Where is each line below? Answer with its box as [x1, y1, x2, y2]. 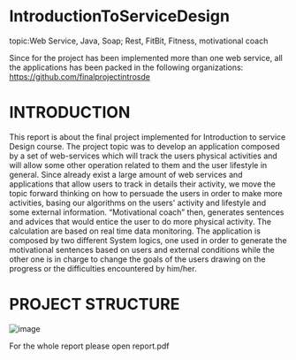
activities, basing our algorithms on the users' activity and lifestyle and [9, 197, 267, 208]
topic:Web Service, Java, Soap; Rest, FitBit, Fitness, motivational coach [9, 35, 269, 46]
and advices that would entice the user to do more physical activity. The [9, 216, 272, 226]
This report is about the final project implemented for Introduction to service [9, 131, 286, 142]
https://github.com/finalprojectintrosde [9, 71, 150, 81]
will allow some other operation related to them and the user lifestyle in [9, 159, 268, 170]
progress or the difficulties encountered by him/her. [9, 263, 197, 273]
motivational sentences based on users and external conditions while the [9, 244, 276, 255]
